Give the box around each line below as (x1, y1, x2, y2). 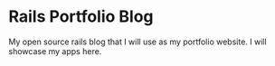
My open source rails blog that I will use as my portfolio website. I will (8, 36, 268, 47)
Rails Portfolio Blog (8, 6, 155, 27)
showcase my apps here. (8, 45, 102, 56)
